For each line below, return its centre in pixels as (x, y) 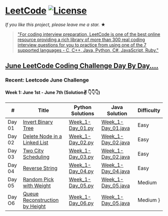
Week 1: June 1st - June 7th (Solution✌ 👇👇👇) (53, 92)
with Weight (37, 186)
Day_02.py (81, 142)
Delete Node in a (42, 136)
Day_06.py (81, 203)
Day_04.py (81, 171)
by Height (34, 206)
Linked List (35, 142)
